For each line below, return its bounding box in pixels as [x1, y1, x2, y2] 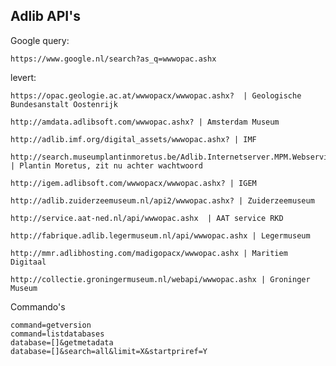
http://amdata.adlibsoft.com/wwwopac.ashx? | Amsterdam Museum [10, 117, 280, 127]
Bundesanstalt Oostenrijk [10, 99, 118, 109]
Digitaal [10, 257, 47, 267]
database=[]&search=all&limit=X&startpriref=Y [10, 346, 208, 356]
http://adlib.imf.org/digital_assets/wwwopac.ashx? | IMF [10, 134, 257, 144]
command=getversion [10, 320, 92, 330]
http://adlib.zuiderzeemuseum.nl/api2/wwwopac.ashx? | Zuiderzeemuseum [10, 195, 315, 206]
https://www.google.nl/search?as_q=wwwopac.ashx [10, 54, 217, 64]
